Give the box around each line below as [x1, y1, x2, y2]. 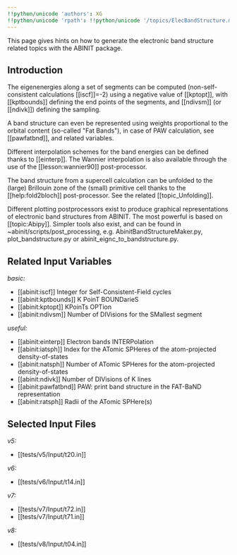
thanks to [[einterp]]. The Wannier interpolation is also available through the [7, 155, 227, 164]
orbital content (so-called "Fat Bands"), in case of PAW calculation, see [7, 126, 214, 135]
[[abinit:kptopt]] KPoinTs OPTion [17, 303, 111, 311]
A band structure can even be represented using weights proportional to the [7, 119, 229, 128]
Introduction [7, 64, 63, 76]
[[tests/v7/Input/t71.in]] [17, 512, 85, 520]
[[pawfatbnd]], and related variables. [7, 134, 114, 142]
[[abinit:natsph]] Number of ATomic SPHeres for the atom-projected [17, 360, 215, 369]
